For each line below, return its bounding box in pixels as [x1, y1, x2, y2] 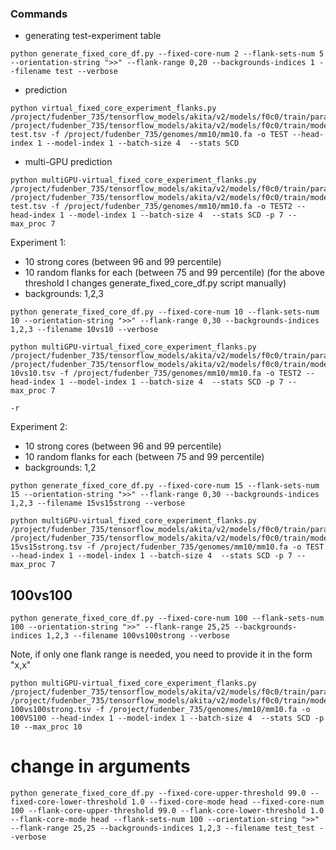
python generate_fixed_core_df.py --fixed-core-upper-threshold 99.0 [10, 788, 307, 799]
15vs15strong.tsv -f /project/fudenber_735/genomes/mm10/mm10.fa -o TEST [10, 542, 325, 552]
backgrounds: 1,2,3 [24, 288, 104, 300]
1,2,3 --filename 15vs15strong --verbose [10, 498, 186, 509]
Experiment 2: [10, 421, 68, 433]
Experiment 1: [10, 237, 67, 249]
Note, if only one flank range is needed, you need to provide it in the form [10, 648, 313, 661]
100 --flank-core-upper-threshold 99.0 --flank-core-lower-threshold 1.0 [10, 806, 325, 816]
